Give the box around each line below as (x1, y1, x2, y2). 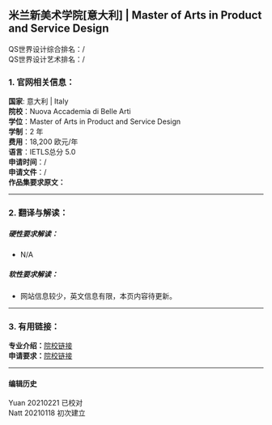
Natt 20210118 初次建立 (8, 408, 86, 418)
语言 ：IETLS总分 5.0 (8, 147, 76, 157)
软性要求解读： (8, 269, 58, 278)
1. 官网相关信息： (8, 76, 75, 87)
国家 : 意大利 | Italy (8, 96, 69, 106)
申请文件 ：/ (8, 168, 47, 177)
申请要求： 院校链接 (8, 351, 73, 361)
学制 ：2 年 (8, 127, 44, 137)
